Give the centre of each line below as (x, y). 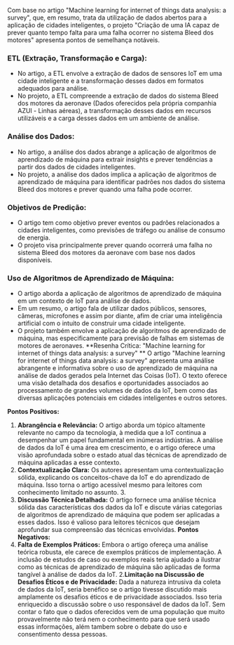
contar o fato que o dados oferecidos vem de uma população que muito (121, 612)
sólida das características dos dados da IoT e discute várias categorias (120, 507)
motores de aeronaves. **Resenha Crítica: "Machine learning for (111, 346)
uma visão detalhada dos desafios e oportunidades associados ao (113, 383)
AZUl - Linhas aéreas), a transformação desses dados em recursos (114, 111)
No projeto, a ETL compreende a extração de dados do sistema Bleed (118, 96)
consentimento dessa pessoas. (62, 634)
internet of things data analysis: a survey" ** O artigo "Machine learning (121, 353)
